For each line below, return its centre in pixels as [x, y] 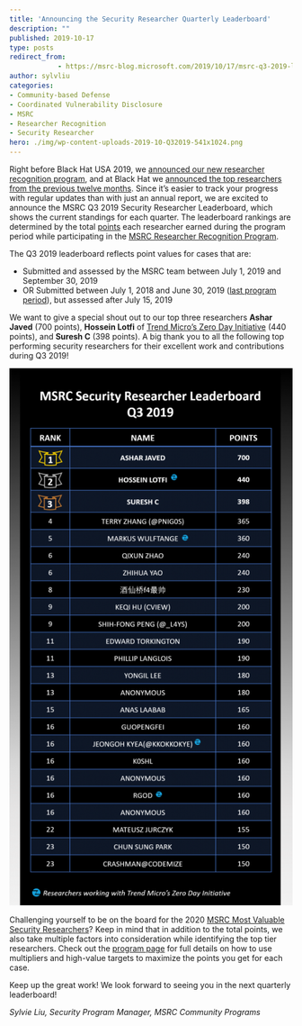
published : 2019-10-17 [52, 38]
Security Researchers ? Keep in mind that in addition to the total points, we [146, 929]
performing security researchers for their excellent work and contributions [147, 346]
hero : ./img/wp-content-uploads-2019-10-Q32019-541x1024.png [126, 143]
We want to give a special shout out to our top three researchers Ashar [141, 317]
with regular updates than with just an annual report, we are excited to [139, 198]
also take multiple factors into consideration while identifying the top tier [143, 939]
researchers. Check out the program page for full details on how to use [141, 948]
